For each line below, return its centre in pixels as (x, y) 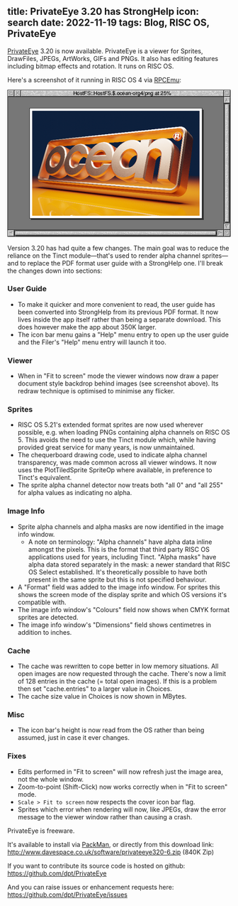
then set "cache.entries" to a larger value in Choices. (95, 689)
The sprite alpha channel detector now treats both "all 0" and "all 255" (120, 485)
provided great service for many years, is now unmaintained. (106, 447)
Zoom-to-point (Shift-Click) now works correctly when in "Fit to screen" (123, 787)
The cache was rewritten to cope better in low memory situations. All (118, 666)
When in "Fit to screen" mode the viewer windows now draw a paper (118, 376)
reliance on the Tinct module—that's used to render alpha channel (104, 256)
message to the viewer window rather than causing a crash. (105, 817)
